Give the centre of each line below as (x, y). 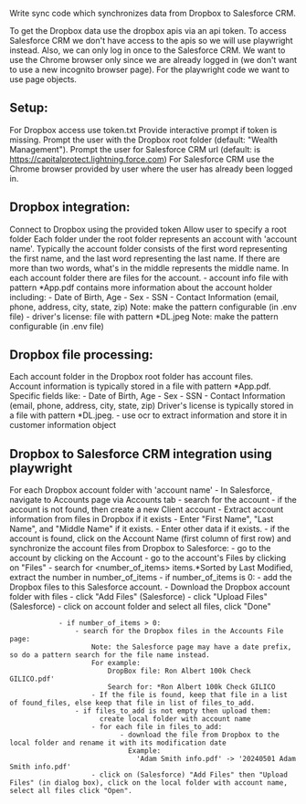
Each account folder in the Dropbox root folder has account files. (132, 377)
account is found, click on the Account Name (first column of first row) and (151, 538)
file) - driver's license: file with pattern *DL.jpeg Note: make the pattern (144, 316)
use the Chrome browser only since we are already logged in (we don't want (153, 60)
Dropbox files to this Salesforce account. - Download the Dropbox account (150, 587)
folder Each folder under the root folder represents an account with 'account (153, 239)
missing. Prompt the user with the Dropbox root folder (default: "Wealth (144, 140)
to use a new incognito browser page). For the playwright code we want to (149, 69)
